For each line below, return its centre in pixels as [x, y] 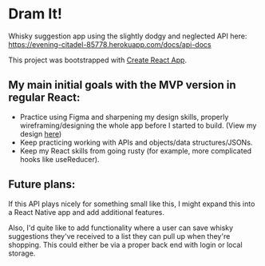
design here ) [41, 133]
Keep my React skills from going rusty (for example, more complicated [136, 151]
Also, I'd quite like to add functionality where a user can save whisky [121, 228]
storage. [22, 253]
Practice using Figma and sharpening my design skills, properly [124, 117]
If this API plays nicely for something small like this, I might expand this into [132, 204]
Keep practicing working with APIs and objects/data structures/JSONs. [136, 142]
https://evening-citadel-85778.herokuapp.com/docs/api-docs [110, 44]
